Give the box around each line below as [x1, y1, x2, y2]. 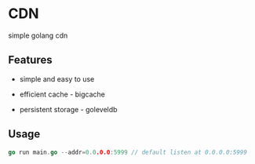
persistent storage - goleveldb [19, 104, 118, 114]
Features [8, 53, 53, 67]
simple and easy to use [19, 74, 95, 83]
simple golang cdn [8, 31, 68, 40]
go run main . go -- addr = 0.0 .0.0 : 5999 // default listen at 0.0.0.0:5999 [8, 148, 247, 156]
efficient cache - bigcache [19, 89, 106, 99]
